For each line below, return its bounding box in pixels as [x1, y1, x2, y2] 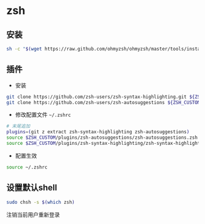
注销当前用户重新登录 [6, 211, 60, 218]
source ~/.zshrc [6, 164, 48, 170]
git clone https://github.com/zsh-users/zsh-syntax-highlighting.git [6, 94, 187, 100]
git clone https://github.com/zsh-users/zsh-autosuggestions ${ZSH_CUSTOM [6, 99, 201, 105]
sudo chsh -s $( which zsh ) [6, 199, 75, 205]
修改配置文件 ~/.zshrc [15, 111, 71, 119]
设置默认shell [6, 183, 57, 193]
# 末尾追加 [6, 123, 31, 130]
